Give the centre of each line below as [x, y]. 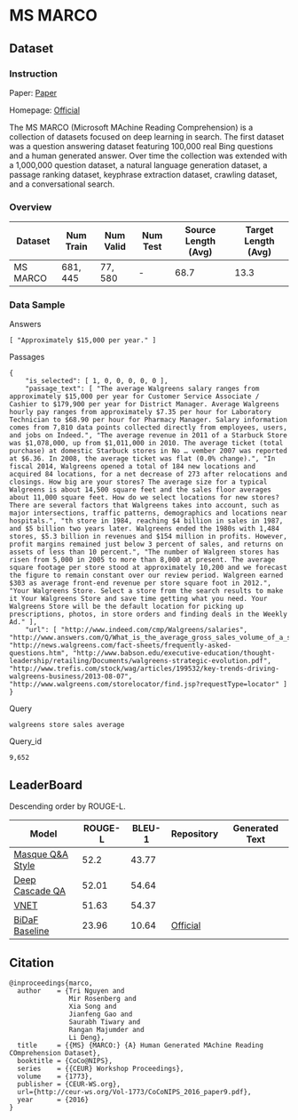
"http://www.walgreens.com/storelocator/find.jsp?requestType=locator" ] [149, 684]
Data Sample [37, 305]
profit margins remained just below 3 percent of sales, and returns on [146, 544]
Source [200, 230]
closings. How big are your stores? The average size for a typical [138, 482]
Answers [25, 324]
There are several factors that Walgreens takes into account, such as [144, 506]
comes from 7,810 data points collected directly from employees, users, [149, 428]
